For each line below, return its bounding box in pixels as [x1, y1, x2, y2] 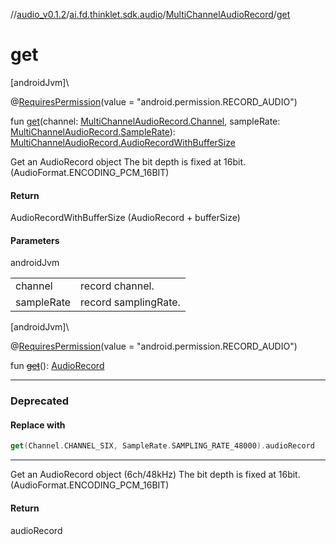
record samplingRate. [80, 295, 181, 309]
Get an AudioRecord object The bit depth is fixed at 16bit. [10, 155, 247, 168]
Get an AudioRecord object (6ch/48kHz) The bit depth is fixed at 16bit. [10, 469, 301, 481]
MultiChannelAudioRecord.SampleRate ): [10, 125, 176, 138]
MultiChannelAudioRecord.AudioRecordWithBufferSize [10, 136, 236, 148]
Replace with [10, 419, 66, 431]
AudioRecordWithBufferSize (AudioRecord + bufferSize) [10, 212, 241, 224]
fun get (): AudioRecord [10, 360, 105, 372]
